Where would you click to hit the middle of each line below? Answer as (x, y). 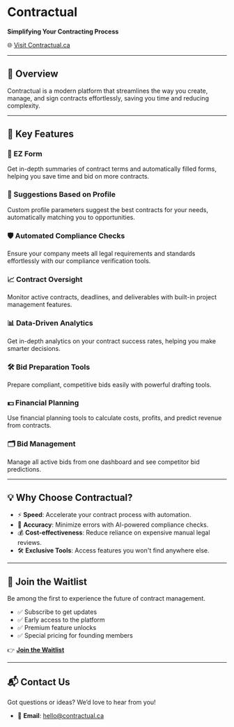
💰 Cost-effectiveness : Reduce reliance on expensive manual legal (114, 533)
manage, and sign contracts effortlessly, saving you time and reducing (108, 98)
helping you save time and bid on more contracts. (78, 177)
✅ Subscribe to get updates (57, 612)
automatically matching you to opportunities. (71, 217)
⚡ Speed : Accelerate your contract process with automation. (104, 515)
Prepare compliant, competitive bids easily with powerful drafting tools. (109, 384)
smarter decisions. (34, 348)
